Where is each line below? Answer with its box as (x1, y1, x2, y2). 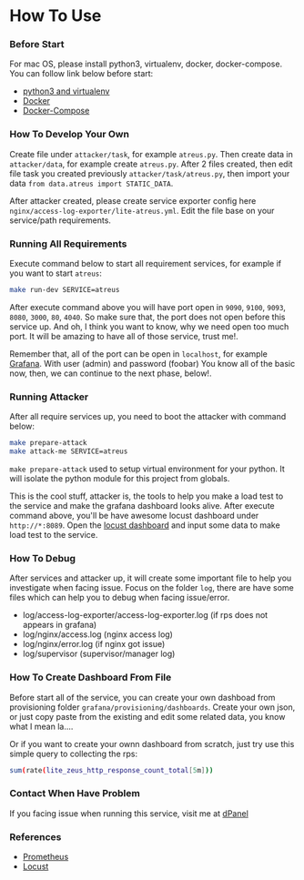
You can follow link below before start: (9, 68, 154, 79)
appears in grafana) (22, 620, 97, 631)
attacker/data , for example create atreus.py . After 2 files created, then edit (9, 158, 293, 169)
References (9, 830, 62, 843)
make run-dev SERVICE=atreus (9, 286, 120, 295)
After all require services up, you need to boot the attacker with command (9, 411, 287, 422)
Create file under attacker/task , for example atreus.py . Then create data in (9, 148, 294, 159)
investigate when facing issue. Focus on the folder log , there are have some (9, 582, 294, 593)
